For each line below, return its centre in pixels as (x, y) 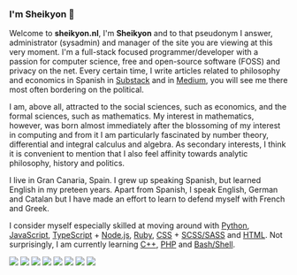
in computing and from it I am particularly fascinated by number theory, (139, 135)
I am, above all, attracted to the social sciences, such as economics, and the (148, 107)
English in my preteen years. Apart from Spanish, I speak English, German (144, 190)
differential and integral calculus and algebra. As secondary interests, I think (148, 144)
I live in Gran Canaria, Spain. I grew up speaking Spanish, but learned (135, 180)
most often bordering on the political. (76, 90)
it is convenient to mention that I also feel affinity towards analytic (129, 154)
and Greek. (30, 209)
